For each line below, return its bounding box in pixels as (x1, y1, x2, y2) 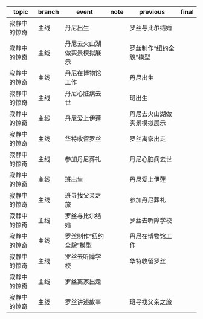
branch (38, 8, 59, 16)
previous (138, 8, 165, 16)
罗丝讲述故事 (65, 298, 101, 306)
